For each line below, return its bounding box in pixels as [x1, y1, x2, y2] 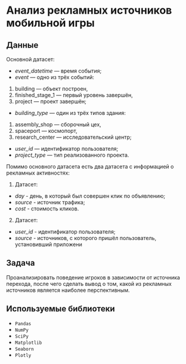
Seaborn [14, 346, 34, 352]
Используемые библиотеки [6, 304, 115, 314]
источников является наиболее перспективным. [6, 287, 130, 294]
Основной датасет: [6, 56, 55, 63]
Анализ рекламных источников [6, 4, 172, 17]
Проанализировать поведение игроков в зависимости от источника [6, 273, 181, 281]
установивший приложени [14, 241, 82, 248]
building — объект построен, [14, 85, 88, 92]
